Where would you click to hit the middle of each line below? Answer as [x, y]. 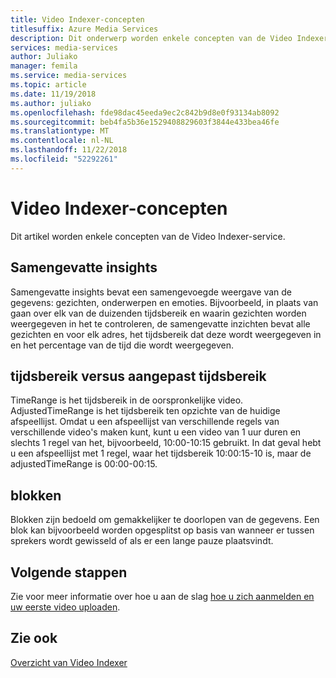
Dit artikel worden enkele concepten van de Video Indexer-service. [148, 236]
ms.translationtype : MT [60, 131]
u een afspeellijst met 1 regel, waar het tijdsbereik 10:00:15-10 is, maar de [161, 453]
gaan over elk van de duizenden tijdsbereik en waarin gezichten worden [158, 313]
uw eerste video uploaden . [65, 607]
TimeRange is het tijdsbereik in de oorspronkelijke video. [127, 400]
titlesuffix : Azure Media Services [84, 29]
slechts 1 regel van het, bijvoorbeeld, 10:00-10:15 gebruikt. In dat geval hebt [166, 443]
